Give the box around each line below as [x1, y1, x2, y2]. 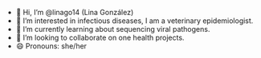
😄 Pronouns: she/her [15, 41, 87, 51]
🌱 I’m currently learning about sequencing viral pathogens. [15, 25, 210, 33]
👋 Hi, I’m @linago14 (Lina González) [15, 8, 134, 17]
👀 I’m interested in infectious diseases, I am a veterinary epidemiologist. [15, 16, 254, 25]
